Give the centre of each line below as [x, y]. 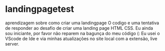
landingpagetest [40, 9]
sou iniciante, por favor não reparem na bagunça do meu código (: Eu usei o [82, 33]
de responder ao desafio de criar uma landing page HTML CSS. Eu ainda [79, 28]
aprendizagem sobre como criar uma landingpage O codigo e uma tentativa [82, 23]
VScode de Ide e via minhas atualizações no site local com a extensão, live [81, 39]
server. [12, 44]
